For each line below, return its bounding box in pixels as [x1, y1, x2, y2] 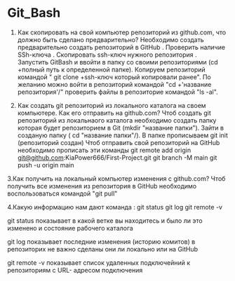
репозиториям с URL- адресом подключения [7, 266, 143, 274]
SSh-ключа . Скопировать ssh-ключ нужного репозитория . [17, 50, 197, 59]
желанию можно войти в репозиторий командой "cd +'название [17, 80, 212, 88]
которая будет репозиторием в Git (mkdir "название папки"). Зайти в [17, 123, 224, 132]
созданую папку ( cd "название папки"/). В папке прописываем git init [17, 131, 228, 139]
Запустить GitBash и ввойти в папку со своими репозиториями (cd [17, 57, 219, 66]
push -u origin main [17, 160, 75, 169]
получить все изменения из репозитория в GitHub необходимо [7, 181, 197, 190]
